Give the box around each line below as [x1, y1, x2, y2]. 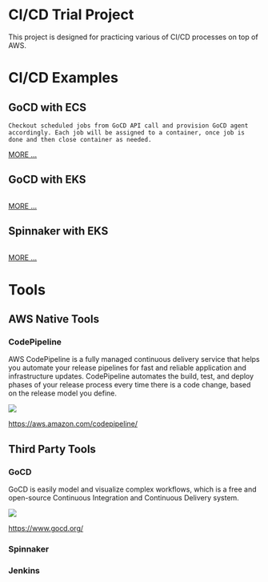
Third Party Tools [8, 442, 96, 456]
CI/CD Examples [8, 69, 118, 87]
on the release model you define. [8, 388, 118, 398]
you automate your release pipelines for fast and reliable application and [8, 363, 246, 373]
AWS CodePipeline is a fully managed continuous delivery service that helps [8, 355, 260, 364]
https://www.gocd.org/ [8, 524, 84, 533]
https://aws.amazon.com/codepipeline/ [8, 419, 138, 429]
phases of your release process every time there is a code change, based [8, 380, 251, 390]
